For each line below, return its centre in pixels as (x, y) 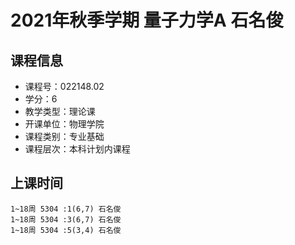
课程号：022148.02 (64, 86)
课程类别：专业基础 (64, 136)
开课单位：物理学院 (64, 124)
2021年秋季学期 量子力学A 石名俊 (147, 20)
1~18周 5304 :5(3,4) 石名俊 (66, 230)
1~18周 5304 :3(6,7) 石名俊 (66, 219)
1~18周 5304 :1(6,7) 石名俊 (66, 209)
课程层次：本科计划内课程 (77, 149)
